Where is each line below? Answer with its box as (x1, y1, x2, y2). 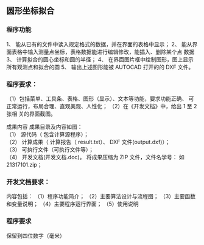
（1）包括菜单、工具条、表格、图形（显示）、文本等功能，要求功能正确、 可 (6, 95, 194, 102)
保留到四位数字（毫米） (6, 232, 65, 239)
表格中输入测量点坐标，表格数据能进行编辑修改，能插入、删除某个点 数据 (11, 48, 195, 55)
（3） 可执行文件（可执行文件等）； (6, 145, 94, 153)
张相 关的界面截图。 (6, 110, 56, 117)
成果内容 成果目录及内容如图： (6, 123, 83, 130)
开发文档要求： (6, 178, 51, 186)
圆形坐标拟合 (6, 5, 55, 16)
